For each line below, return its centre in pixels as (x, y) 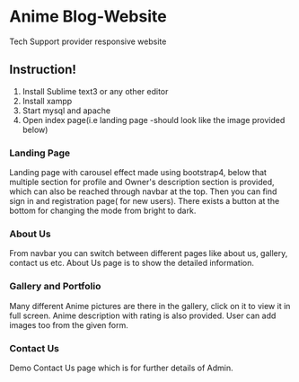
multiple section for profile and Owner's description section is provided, (142, 182)
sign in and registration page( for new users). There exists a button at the (145, 201)
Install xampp (47, 101)
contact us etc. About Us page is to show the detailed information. (132, 263)
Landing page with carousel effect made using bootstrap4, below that (138, 173)
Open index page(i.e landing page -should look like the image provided (154, 120)
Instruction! (43, 70)
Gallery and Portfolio (55, 287)
